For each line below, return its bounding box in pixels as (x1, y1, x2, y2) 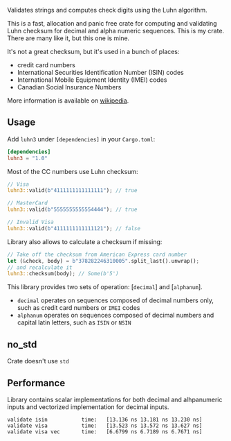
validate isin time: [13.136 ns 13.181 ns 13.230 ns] (7, 416, 203, 423)
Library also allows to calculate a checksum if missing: (7, 237, 163, 245)
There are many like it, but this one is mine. (7, 34, 130, 42)
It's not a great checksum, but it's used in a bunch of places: (7, 48, 180, 55)
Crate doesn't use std (7, 357, 69, 365)
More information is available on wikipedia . (7, 96, 129, 105)
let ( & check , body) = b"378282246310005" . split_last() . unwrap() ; (7, 257, 199, 264)
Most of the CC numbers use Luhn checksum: (7, 167, 138, 175)
